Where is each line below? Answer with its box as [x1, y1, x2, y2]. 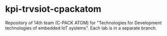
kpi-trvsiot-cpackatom [5, 3, 102, 15]
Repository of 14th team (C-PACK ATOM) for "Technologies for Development [5, 20, 162, 26]
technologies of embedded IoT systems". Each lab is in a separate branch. [5, 25, 158, 31]
